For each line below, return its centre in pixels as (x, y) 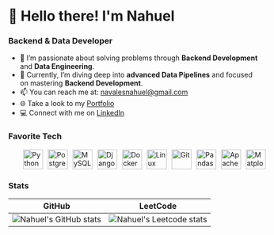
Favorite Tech (35, 136)
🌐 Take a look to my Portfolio (67, 104)
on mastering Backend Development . (81, 83)
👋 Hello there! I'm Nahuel (91, 16)
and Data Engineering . (57, 66)
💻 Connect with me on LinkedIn (72, 113)
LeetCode (158, 207)
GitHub (57, 207)
